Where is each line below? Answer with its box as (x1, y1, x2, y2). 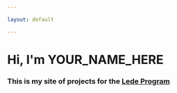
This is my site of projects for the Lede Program (7, 76, 170, 86)
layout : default (7, 16, 54, 23)
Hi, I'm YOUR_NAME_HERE (7, 52, 165, 68)
